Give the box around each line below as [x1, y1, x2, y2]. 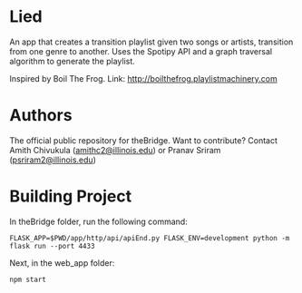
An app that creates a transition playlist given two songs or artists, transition [9, 36, 294, 47]
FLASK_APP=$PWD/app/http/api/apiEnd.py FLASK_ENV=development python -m [9, 233, 290, 242]
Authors [9, 105, 73, 126]
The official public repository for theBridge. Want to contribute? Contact [9, 134, 278, 146]
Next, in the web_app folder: [9, 257, 115, 269]
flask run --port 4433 [9, 241, 95, 250]
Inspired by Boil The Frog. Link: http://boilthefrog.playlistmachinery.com [9, 73, 278, 83]
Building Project [9, 186, 132, 207]
